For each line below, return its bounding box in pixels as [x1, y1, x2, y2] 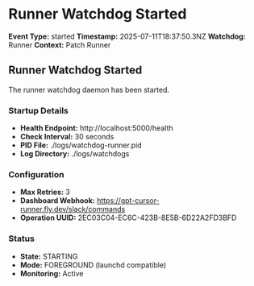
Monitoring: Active [19, 268, 84, 278]
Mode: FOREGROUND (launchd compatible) [19, 259, 167, 270]
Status [8, 233, 35, 244]
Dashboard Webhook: [19, 196, 95, 205]
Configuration [8, 168, 65, 180]
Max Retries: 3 [19, 187, 70, 197]
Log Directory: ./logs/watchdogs [19, 149, 130, 159]
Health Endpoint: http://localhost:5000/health [19, 123, 173, 133]
